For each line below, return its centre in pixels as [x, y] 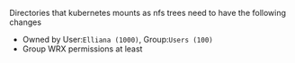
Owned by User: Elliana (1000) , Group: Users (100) [117, 39]
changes [26, 22]
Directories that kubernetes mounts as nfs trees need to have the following [147, 13]
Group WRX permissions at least [82, 49]
